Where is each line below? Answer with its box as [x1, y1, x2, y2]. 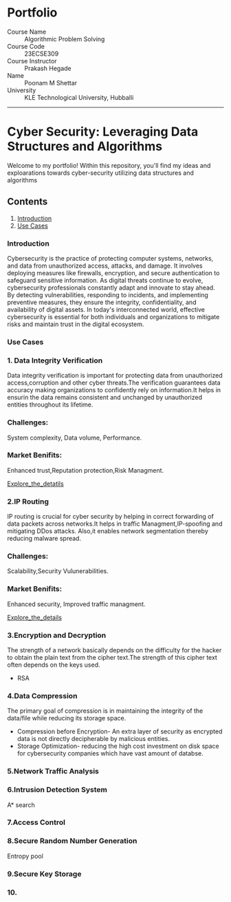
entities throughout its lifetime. [7, 400, 93, 409]
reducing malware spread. [7, 535, 81, 543]
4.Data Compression [7, 691, 78, 700]
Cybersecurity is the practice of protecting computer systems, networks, [7, 254, 214, 262]
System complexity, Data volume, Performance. [7, 433, 142, 442]
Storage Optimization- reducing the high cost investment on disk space [16, 742, 220, 751]
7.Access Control [7, 817, 66, 827]
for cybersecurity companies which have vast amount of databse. [16, 749, 204, 758]
